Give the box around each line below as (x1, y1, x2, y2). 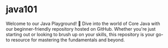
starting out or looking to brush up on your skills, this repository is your (6, 31, 155, 37)
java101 (6, 4, 38, 15)
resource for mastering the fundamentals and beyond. (11, 37, 125, 43)
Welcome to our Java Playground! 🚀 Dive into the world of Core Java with (6, 20, 160, 27)
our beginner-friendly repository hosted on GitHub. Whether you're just (6, 26, 156, 32)
